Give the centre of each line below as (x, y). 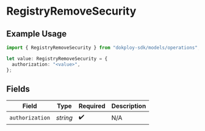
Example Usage (37, 34)
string (64, 118)
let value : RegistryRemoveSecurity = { (57, 58)
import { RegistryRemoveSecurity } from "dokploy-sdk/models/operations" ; (103, 48)
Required (92, 106)
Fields (18, 89)
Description (129, 106)
